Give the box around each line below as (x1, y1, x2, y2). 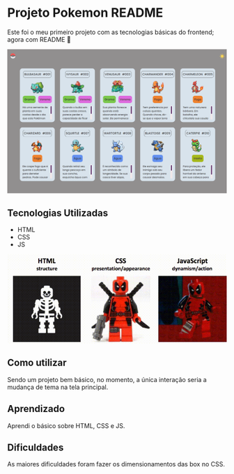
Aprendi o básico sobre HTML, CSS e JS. (7, 421, 125, 429)
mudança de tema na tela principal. (7, 383, 109, 391)
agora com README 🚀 (7, 35, 71, 43)
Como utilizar (7, 357, 68, 369)
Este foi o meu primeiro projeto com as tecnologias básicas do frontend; (7, 28, 214, 36)
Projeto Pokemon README (7, 5, 164, 21)
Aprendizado (7, 403, 65, 415)
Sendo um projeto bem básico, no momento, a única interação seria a (7, 375, 207, 384)
